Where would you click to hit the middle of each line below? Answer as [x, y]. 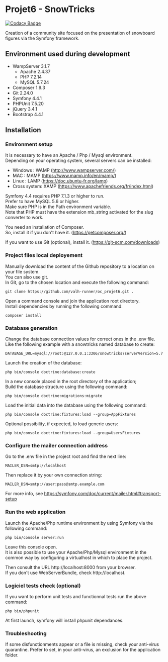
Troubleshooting [26, 633]
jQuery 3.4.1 [25, 109]
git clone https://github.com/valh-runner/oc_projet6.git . [70, 292]
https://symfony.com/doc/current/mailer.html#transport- [103, 494]
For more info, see [24, 494]
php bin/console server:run [35, 537]
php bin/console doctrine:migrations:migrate [54, 396]
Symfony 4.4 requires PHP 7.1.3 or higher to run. [55, 196]
